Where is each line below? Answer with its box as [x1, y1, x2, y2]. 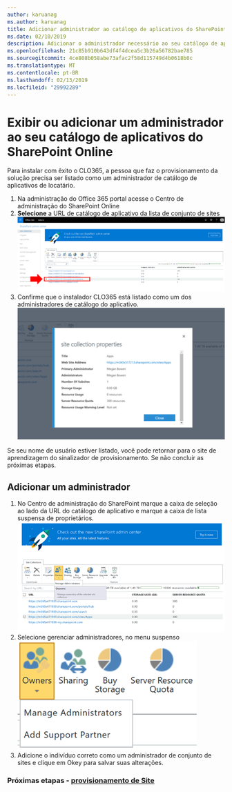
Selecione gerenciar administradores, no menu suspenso [17, 633, 180, 642]
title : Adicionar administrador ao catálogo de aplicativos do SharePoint [7, 26, 227, 32]
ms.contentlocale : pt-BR [7, 69, 79, 76]
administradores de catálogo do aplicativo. [17, 300, 139, 308]
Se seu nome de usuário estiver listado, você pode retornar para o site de [7, 446, 217, 455]
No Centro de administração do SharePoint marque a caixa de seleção [17, 499, 217, 508]
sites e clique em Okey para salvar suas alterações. [17, 759, 164, 767]
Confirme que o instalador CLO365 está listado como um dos [17, 293, 192, 301]
